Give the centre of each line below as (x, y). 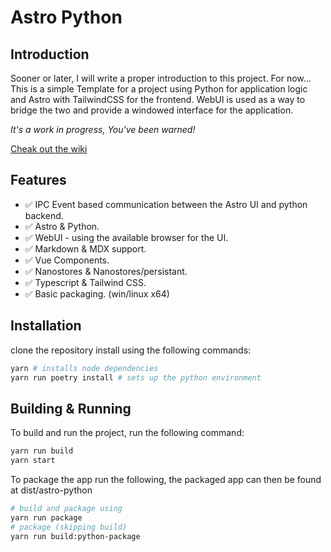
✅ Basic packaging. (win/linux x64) (97, 293)
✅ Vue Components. (67, 260)
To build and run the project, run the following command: (127, 433)
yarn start (33, 461)
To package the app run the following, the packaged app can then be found (166, 479)
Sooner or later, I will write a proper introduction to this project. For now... (161, 78)
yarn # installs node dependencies (84, 368)
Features (38, 180)
